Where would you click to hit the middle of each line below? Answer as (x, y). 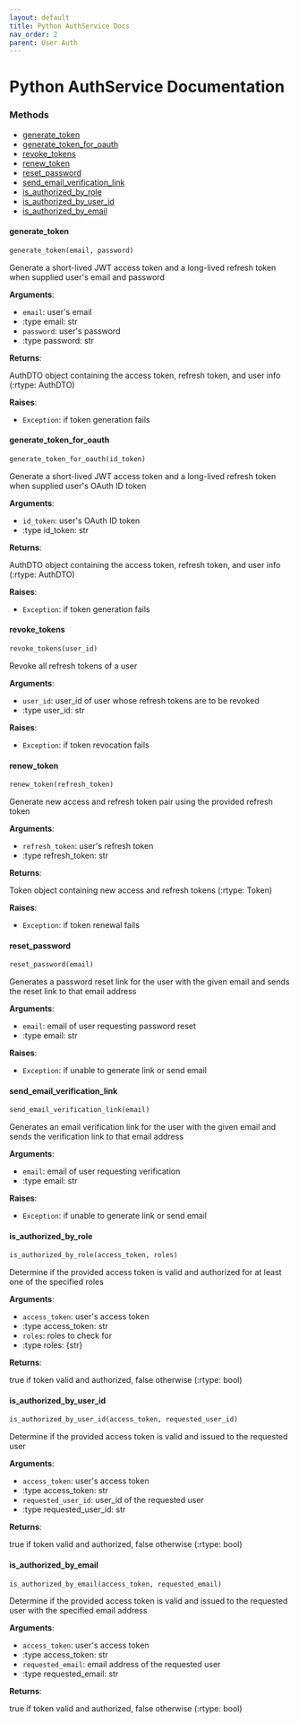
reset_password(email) (51, 965)
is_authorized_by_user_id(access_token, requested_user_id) (124, 1420)
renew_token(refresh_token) (62, 785)
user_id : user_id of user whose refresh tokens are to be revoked (141, 700)
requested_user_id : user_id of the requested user (113, 1500)
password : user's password (71, 331)
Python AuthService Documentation (147, 87)
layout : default (39, 17)
